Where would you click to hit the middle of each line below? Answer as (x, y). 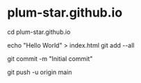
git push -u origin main (40, 72)
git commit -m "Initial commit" (50, 58)
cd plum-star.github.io (39, 32)
